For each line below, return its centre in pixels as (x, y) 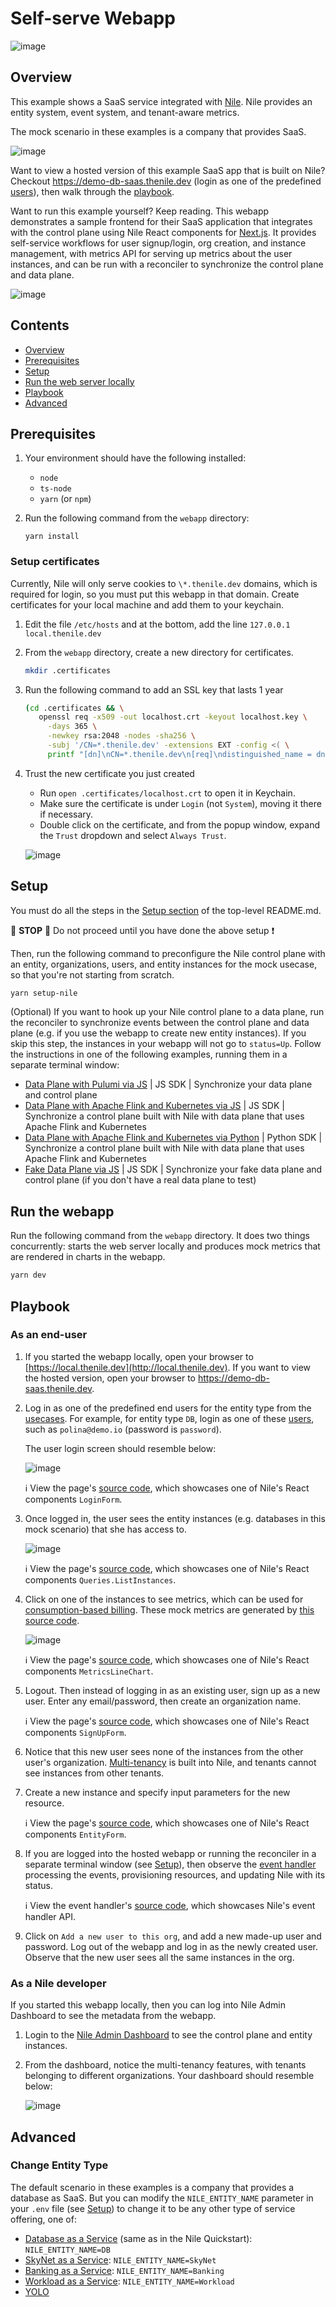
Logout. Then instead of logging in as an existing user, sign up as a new (172, 1690)
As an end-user (49, 1335)
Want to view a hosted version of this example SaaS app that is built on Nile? (168, 170)
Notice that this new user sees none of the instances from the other (164, 1751)
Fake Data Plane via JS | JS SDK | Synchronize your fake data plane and (173, 1169)
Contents (40, 325)
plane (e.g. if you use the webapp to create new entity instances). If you (158, 1033)
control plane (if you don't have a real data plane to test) (140, 1180)
